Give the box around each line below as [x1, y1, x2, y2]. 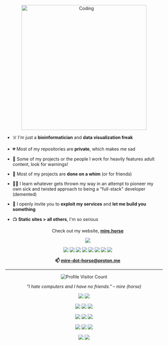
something [12, 206, 36, 212]
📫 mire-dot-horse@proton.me [54, 257, 121, 263]
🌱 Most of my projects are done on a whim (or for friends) [12, 171, 132, 177]
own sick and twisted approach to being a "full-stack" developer [12, 186, 146, 192]
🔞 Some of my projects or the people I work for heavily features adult [12, 156, 155, 162]
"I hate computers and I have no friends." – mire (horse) [26, 283, 141, 289]
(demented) [12, 191, 37, 197]
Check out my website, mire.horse [51, 228, 124, 233]
